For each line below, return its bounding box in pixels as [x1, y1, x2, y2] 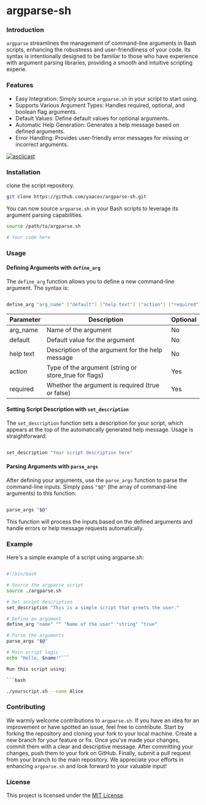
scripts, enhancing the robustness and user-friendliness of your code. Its [6, 46, 191, 53]
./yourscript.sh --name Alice [6, 688, 84, 694]
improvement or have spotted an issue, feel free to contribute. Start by [6, 723, 185, 731]
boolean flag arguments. [15, 108, 78, 115]
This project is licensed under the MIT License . [6, 791, 125, 799]
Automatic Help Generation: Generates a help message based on [15, 121, 180, 128]
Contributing [6, 702, 45, 711]
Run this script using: [6, 666, 67, 672]
